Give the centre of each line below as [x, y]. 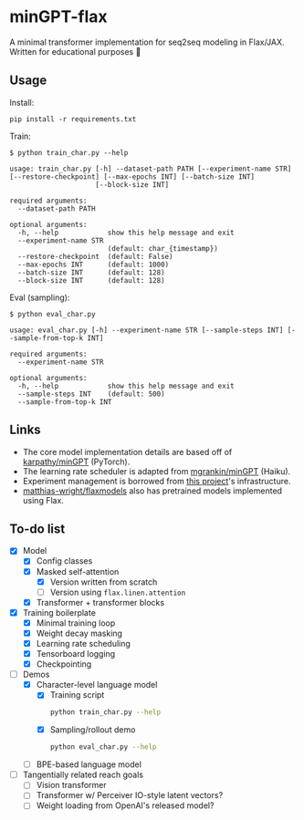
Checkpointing [64, 664]
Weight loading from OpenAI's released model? [125, 805]
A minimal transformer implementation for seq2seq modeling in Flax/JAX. [147, 42]
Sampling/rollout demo [93, 730]
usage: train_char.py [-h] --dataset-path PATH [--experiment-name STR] [151, 169]
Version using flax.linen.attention [118, 592]
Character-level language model [97, 685]
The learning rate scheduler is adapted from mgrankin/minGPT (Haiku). [157, 471]
